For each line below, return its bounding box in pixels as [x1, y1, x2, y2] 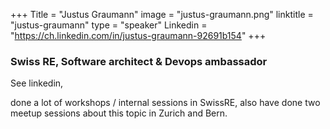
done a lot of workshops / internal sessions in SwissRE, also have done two [10, 97, 321, 109]
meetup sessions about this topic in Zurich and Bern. [10, 107, 228, 119]
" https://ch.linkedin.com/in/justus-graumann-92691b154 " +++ [10, 30, 267, 41]
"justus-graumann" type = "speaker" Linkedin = [10, 19, 208, 31]
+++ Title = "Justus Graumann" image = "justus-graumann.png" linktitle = [10, 9, 314, 20]
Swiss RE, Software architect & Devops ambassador [10, 54, 268, 68]
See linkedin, [10, 77, 64, 89]
